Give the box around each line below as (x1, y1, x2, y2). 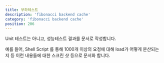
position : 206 (5, 21, 35, 26)
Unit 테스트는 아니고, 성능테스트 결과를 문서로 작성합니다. (5, 35, 116, 41)
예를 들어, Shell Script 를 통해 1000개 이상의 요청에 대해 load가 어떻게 (5, 46, 142, 52)
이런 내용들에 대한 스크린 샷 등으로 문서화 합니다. (15, 52, 110, 58)
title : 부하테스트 (5, 7, 38, 12)
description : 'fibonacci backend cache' (5, 12, 91, 17)
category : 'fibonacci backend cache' (5, 16, 84, 21)
